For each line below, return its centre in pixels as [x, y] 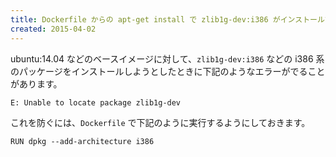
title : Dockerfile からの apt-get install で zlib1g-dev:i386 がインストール [167, 19]
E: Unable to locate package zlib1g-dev [96, 102]
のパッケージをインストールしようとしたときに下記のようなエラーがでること [168, 71]
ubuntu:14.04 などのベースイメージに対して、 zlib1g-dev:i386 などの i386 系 [167, 58]
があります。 [36, 83]
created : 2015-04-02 [53, 29]
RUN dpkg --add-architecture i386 [82, 141]
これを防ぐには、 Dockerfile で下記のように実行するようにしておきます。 [160, 122]
